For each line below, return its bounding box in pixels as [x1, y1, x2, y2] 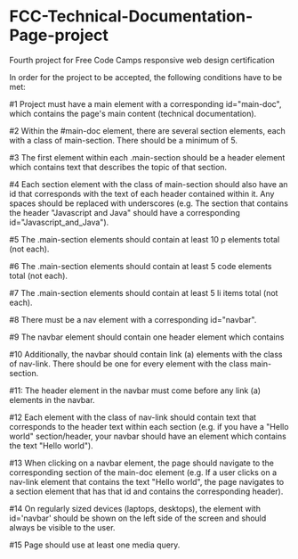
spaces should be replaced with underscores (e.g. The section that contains [9, 198, 289, 209]
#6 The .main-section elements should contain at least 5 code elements [9, 260, 272, 271]
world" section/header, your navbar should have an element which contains [9, 431, 286, 441]
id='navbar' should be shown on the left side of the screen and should [9, 513, 267, 523]
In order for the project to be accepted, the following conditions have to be [9, 71, 283, 82]
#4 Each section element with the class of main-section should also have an [9, 178, 288, 189]
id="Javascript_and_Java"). [9, 217, 109, 227]
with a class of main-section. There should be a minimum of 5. [9, 135, 238, 145]
